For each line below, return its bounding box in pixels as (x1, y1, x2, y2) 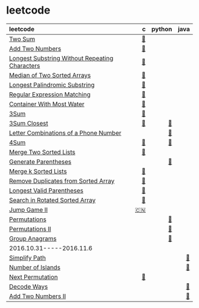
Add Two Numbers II (9, 292, 66, 300)
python (151, 25, 172, 33)
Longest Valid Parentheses (9, 186, 84, 194)
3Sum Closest (9, 119, 49, 127)
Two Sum (9, 35, 36, 43)
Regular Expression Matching (9, 90, 91, 98)
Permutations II (9, 225, 52, 233)
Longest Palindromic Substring (9, 80, 95, 89)
